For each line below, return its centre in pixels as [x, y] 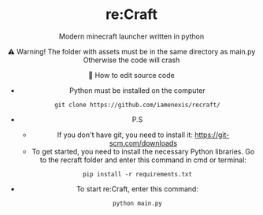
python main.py [137, 203]
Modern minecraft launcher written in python [131, 36]
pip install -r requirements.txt [137, 174]
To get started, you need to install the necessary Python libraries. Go [143, 151]
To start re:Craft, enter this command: [137, 189]
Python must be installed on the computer [137, 90]
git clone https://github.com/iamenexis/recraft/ [137, 105]
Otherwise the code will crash [131, 60]
